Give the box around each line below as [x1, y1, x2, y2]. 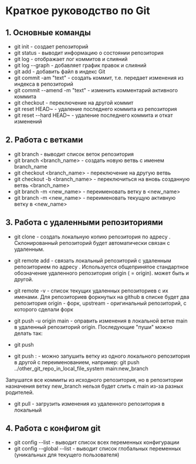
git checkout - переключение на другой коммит [13, 99, 134, 106]
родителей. [5, 389, 34, 396]
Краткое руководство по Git [5, 4, 150, 18]
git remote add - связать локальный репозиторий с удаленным [13, 257, 171, 264]
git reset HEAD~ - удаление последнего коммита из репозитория [13, 106, 177, 112]
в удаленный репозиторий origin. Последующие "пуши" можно [13, 323, 173, 330]
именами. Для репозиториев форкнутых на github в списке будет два [13, 293, 190, 300]
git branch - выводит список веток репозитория [13, 150, 134, 157]
